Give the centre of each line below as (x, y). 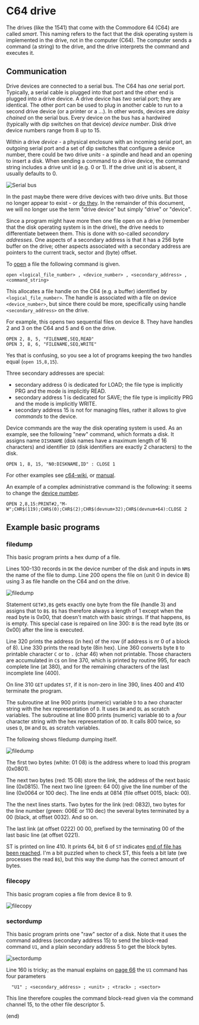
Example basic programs (53, 528)
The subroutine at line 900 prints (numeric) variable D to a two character (94, 703)
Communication (37, 72)
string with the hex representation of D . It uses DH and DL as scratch (88, 709)
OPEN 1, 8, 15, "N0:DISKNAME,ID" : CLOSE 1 (61, 464)
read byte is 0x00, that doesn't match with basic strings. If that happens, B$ (99, 617)
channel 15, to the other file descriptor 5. (56, 1005)
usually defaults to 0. (32, 173)
